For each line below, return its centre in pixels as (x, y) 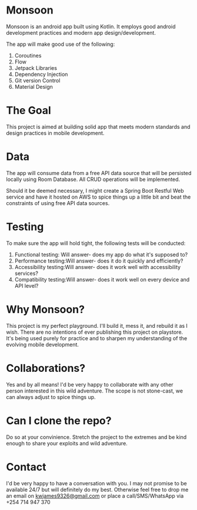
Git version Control (37, 80)
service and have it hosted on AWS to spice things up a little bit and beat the (98, 197)
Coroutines (28, 55)
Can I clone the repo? (59, 420)
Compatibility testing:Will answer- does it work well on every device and (102, 279)
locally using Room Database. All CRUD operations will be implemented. (93, 179)
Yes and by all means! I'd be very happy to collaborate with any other (90, 384)
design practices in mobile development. (55, 133)
